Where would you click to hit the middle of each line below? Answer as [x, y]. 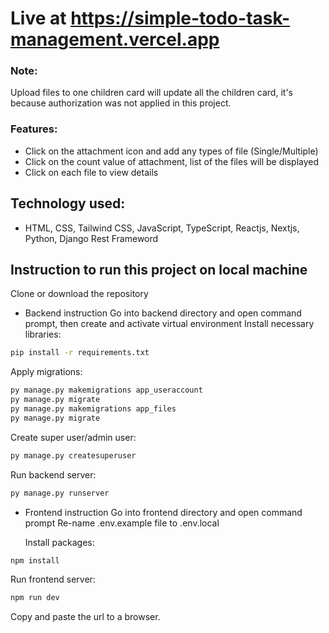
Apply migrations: [46, 372]
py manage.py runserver [60, 493]
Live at [38, 18]
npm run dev [35, 598]
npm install [35, 560]
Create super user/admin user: [73, 437]
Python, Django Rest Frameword [91, 238]
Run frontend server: [53, 579]
